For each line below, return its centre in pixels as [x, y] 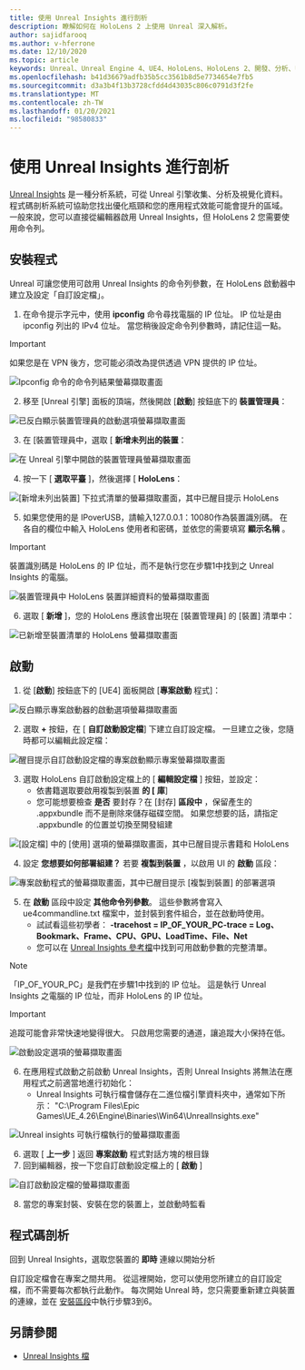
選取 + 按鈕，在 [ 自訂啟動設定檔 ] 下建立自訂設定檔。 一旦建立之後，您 [154, 728]
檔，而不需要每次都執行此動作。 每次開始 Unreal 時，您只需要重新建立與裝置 [152, 1290]
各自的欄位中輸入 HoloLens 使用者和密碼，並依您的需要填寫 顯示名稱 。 [156, 528]
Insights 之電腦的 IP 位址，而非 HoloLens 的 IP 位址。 [108, 995]
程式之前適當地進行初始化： [82, 1082]
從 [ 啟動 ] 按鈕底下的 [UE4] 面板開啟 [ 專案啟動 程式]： [121, 690]
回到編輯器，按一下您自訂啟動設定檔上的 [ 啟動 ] [112, 1165]
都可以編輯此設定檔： [70, 740]
